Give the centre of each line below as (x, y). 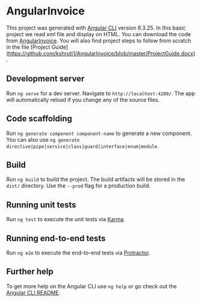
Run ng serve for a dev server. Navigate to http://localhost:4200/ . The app (101, 93)
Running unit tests (41, 205)
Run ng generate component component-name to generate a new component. (99, 133)
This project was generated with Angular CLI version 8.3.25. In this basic (96, 28)
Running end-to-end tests (56, 238)
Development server (45, 79)
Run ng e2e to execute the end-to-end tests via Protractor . (78, 253)
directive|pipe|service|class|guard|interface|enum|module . (82, 146)
